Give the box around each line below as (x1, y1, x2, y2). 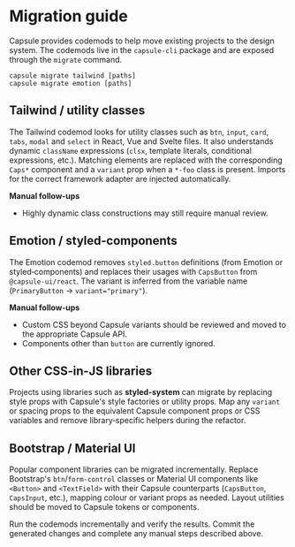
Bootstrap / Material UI (9, 440, 136, 456)
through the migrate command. (9, 54, 123, 65)
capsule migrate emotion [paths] (9, 79, 132, 87)
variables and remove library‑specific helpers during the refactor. (9, 415, 246, 426)
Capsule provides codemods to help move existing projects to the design (9, 35, 276, 46)
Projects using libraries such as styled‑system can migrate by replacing (9, 387, 273, 398)
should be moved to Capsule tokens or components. (9, 502, 200, 513)
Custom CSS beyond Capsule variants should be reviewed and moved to (21, 319, 287, 330)
